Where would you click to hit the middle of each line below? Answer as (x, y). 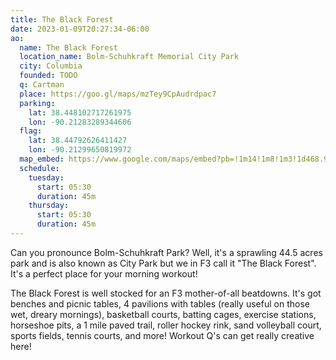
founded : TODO (48, 76)
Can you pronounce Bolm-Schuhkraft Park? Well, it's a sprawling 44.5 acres (166, 252)
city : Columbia (51, 66)
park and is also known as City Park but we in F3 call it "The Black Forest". (163, 263)
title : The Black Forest (62, 19)
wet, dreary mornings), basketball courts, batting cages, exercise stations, (163, 314)
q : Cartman (42, 85)
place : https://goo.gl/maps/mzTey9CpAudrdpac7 (118, 94)
